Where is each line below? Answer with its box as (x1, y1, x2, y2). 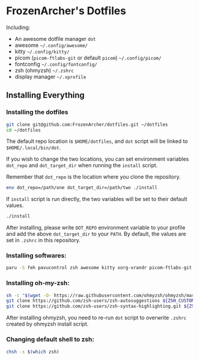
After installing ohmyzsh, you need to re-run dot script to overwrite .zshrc (6, 314, 187, 321)
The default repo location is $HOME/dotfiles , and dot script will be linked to (6, 138, 188, 145)
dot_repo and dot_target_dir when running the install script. (6, 162, 158, 169)
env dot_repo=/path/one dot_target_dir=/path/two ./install (6, 185, 158, 191)
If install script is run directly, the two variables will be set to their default (6, 196, 188, 203)
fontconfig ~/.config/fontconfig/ (14, 60, 98, 68)
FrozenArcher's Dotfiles (6, 4, 126, 18)
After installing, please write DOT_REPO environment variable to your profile (6, 224, 185, 231)
